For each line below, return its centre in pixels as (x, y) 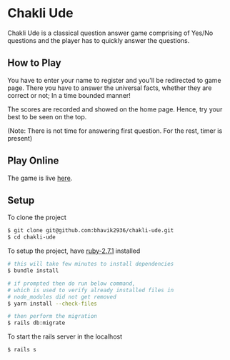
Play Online (33, 161)
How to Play (35, 63)
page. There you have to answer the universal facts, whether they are (110, 88)
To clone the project (37, 217)
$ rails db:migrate (36, 323)
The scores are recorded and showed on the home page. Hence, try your (115, 109)
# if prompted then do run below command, (71, 284)
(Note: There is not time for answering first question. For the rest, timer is (115, 131)
